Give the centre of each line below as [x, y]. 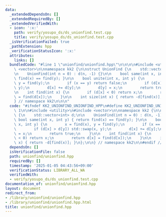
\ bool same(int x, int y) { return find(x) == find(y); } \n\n [81, 120]
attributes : [22, 55]
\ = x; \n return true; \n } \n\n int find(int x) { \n [83, 134]
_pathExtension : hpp [31, 46]
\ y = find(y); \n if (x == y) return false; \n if [82, 83]
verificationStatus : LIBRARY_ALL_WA [47, 170]
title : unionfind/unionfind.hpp [38, 207]
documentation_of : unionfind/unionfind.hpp [51, 184]
